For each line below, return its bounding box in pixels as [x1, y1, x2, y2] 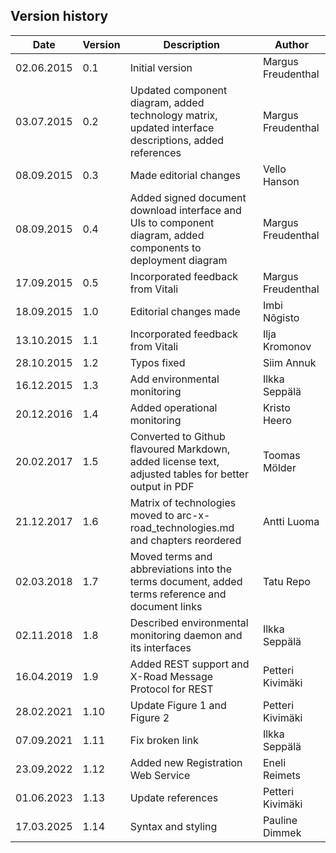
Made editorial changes [129, 168, 242, 182]
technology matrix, [129, 108, 218, 122]
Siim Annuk [262, 355, 317, 369]
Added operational [129, 400, 218, 414]
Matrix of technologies [129, 495, 237, 509]
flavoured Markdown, [129, 442, 231, 456]
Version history [10, 8, 109, 25]
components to [129, 240, 202, 254]
